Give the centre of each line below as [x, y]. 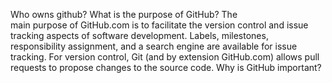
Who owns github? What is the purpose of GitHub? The [124, 14]
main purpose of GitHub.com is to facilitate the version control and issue [159, 25]
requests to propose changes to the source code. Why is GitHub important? [166, 67]
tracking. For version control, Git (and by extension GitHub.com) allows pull [165, 57]
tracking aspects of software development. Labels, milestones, [139, 35]
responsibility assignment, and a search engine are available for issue [154, 46]
